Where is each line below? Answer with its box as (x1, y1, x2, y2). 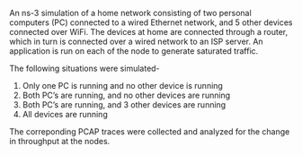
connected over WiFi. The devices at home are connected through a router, (9, 27, 289, 37)
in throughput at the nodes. (9, 136, 111, 146)
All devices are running (22, 109, 108, 119)
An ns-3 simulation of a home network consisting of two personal (9, 8, 252, 18)
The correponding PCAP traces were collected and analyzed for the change (9, 126, 290, 137)
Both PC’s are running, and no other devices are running (22, 90, 231, 100)
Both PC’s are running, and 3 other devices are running (22, 99, 226, 110)
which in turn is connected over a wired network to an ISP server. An (9, 36, 263, 47)
